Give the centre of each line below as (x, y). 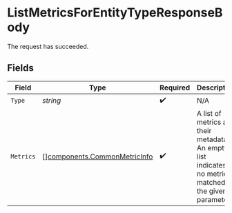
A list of (209, 113)
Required (175, 88)
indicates (211, 165)
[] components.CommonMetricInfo (98, 156)
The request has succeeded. (48, 46)
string (52, 101)
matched (211, 182)
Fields (21, 68)
